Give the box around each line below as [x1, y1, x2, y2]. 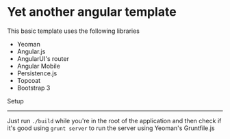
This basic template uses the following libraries [7, 27, 140, 35]
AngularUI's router [16, 54, 70, 62]
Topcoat [16, 76, 41, 84]
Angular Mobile [16, 62, 60, 70]
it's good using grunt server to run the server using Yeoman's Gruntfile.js [7, 124, 215, 132]
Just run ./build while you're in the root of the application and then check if [7, 116, 222, 125]
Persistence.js [16, 69, 57, 77]
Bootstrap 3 [16, 84, 51, 92]
